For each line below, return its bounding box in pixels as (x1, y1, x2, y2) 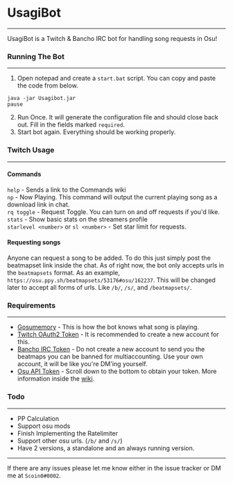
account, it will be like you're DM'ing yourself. (17, 360, 148, 368)
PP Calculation (17, 414, 60, 422)
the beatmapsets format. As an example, (7, 268, 120, 277)
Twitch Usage (7, 145, 55, 155)
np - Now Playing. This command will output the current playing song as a (7, 192, 218, 201)
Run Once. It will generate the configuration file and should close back (17, 113, 218, 122)
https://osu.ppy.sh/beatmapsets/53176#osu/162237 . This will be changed (7, 276, 216, 284)
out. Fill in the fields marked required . (17, 120, 125, 129)
